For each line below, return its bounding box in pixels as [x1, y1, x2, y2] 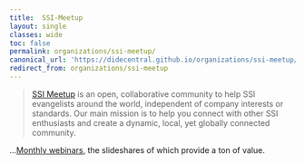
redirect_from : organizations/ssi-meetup [9, 64, 169, 73]
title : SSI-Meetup [9, 13, 84, 23]
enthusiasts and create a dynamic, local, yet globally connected [31, 117, 271, 128]
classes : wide [9, 30, 64, 39]
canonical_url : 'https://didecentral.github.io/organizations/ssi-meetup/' [9, 55, 302, 64]
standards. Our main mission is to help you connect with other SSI [31, 108, 279, 119]
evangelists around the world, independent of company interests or [31, 98, 284, 109]
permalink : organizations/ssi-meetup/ [9, 47, 156, 56]
